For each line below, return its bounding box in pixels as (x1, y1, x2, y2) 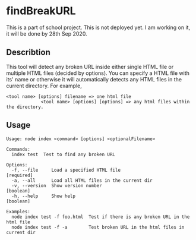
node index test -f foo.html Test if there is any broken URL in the (11, 214, 190, 220)
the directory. (6, 104, 44, 110)
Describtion (6, 48, 50, 58)
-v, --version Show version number (11, 182, 102, 188)
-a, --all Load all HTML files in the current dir (11, 177, 153, 184)
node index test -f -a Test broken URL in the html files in (11, 224, 185, 230)
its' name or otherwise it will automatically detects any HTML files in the (6, 75, 182, 83)
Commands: (6, 146, 31, 152)
